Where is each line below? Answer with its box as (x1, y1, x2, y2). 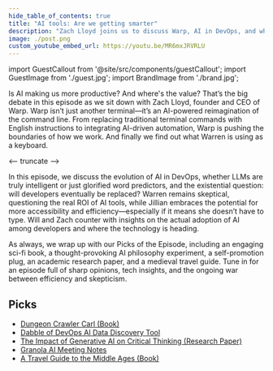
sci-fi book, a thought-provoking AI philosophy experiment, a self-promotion (8, 248, 264, 258)
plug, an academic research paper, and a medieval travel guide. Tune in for (8, 257, 259, 266)
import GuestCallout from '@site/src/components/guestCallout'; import (8, 64, 246, 74)
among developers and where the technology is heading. (8, 224, 200, 234)
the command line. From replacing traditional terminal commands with (8, 114, 242, 124)
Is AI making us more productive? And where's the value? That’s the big (8, 88, 249, 98)
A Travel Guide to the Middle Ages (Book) (19, 353, 160, 363)
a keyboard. (8, 140, 49, 150)
